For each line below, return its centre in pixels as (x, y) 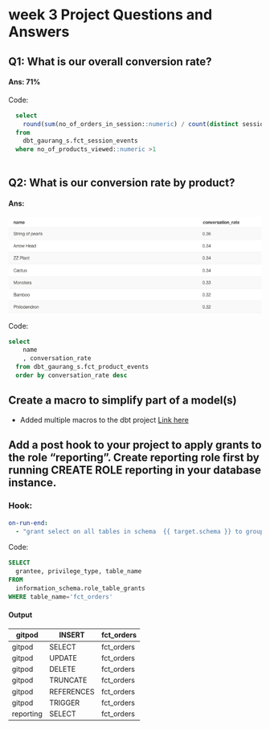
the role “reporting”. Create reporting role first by (134, 458)
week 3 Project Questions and (110, 15)
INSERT (72, 635)
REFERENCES (72, 691)
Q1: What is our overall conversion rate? (110, 61)
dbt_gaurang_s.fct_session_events (80, 141)
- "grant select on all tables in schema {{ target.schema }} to (129, 532)
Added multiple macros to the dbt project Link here (104, 420)
